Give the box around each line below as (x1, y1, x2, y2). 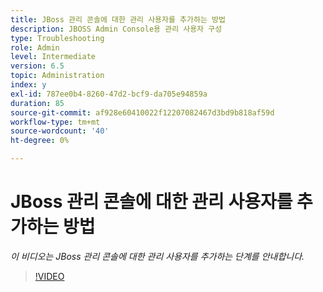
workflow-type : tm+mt (10, 117, 101, 127)
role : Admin (10, 42, 60, 53)
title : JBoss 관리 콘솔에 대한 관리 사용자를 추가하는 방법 (10, 14, 226, 25)
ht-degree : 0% (10, 136, 70, 146)
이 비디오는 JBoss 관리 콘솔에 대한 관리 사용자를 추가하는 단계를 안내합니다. (10, 250, 305, 262)
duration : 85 (10, 98, 65, 108)
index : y (10, 80, 47, 90)
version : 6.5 (10, 61, 65, 71)
